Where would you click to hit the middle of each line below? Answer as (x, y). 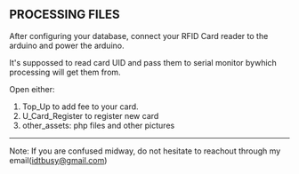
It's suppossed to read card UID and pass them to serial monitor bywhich (143, 62)
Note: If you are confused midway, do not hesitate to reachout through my (145, 151)
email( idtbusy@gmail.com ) (58, 160)
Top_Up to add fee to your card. (81, 107)
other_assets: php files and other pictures (98, 125)
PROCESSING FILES (65, 15)
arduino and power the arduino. (67, 45)
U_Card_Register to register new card (90, 115)
